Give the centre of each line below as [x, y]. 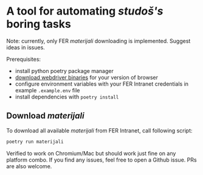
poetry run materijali [35, 142]
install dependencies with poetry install [67, 97]
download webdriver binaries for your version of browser [87, 77]
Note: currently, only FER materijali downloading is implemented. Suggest [98, 41]
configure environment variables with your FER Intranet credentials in [102, 84]
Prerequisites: [24, 59]
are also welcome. [29, 166]
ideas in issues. [26, 47]
